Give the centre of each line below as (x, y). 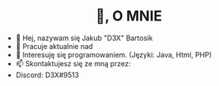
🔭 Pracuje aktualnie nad (54, 46)
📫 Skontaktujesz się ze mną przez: (73, 63)
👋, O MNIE (129, 16)
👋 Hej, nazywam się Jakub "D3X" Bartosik (84, 38)
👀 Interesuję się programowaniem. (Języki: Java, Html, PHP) (113, 54)
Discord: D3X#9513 (47, 75)
